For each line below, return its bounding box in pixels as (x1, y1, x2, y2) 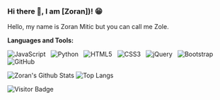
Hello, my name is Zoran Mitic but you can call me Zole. (7, 23, 169, 31)
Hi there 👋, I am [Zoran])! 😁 (7, 6, 103, 16)
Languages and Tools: (7, 36, 74, 45)
